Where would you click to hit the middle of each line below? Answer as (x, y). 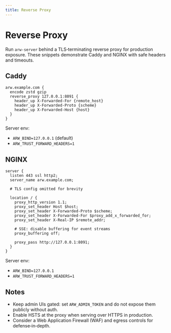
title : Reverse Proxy (28, 10)
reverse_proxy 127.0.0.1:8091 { (44, 97)
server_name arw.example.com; (42, 180)
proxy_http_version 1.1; (41, 202)
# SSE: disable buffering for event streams (62, 229)
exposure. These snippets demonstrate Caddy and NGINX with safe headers (85, 54)
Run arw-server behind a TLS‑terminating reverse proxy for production (79, 49)
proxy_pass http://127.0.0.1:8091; (52, 243)
